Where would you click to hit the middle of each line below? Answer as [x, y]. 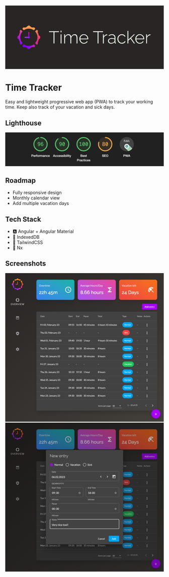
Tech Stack [23, 219]
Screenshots [26, 264]
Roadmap [21, 180]
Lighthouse [23, 123]
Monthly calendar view [36, 198]
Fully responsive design [37, 193]
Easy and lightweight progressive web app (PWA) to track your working [79, 102]
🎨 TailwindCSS [28, 242]
